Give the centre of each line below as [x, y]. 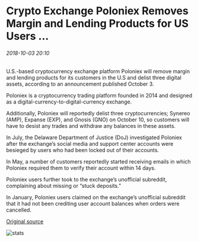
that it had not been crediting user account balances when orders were [93, 204]
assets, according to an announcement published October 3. [80, 84]
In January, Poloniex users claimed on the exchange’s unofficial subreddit [96, 197]
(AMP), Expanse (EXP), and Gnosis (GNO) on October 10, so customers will [98, 120]
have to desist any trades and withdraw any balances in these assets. [91, 126]
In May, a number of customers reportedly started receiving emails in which [98, 162]
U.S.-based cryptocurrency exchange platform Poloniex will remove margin [98, 71]
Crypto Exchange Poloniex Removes [97, 11]
